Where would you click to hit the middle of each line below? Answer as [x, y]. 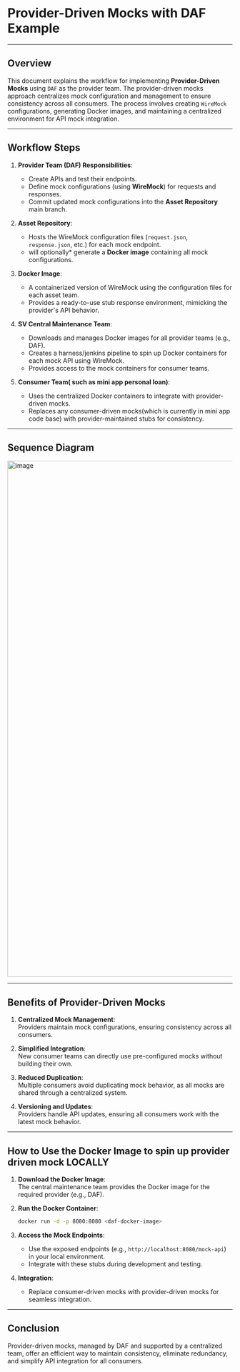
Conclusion [34, 1329]
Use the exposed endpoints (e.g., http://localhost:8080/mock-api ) [127, 1248]
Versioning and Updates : [55, 1107]
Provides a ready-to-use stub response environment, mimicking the [128, 302]
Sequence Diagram [51, 447]
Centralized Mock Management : [66, 1020]
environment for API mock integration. [64, 119]
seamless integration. [60, 1299]
